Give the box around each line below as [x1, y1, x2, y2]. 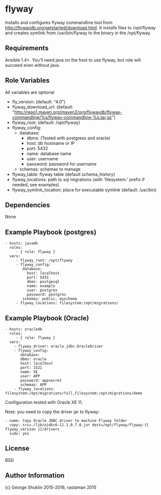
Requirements [5, 44, 49, 52]
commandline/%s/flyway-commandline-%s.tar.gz [12, 114, 112, 120]
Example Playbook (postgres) [5, 228, 96, 236]
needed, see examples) [12, 181, 59, 187]
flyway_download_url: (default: [12, 104, 73, 110]
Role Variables [5, 77, 50, 85]
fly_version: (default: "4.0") [12, 99, 66, 104]
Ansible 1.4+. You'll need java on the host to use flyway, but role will [5, 57, 141, 63]
